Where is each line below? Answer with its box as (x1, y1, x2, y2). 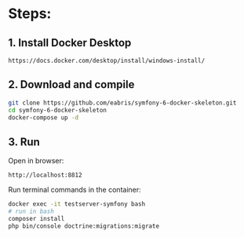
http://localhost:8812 (8, 171, 82, 179)
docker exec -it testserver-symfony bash (8, 200, 146, 208)
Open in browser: (8, 156, 64, 166)
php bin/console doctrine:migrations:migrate (8, 222, 159, 230)
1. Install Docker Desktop (8, 36, 132, 49)
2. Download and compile (8, 78, 135, 91)
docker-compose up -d (8, 113, 79, 122)
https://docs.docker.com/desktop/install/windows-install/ (8, 57, 206, 64)
